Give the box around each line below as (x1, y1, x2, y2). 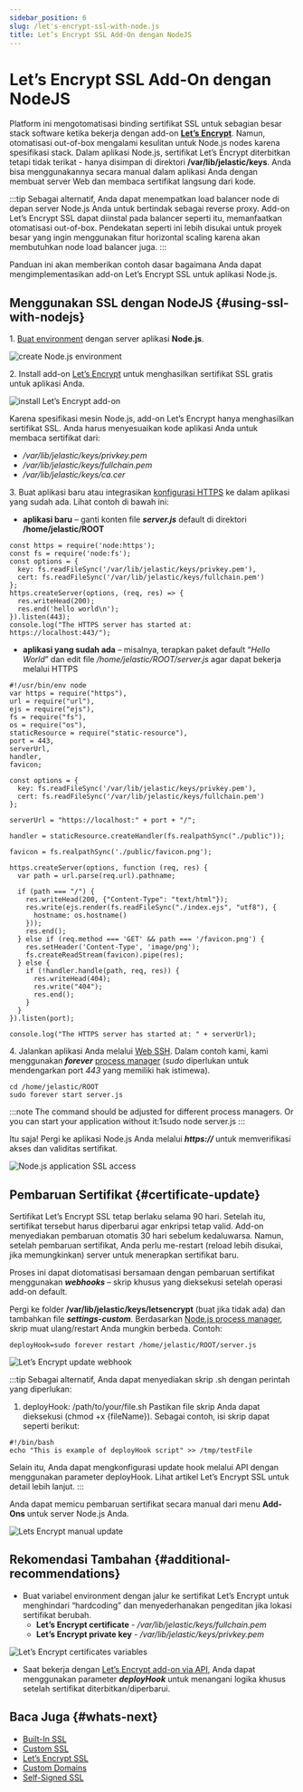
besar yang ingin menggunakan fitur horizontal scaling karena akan (9, 232, 260, 243)
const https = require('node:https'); (9, 541, 156, 551)
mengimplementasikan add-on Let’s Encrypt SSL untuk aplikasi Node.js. (9, 269, 278, 280)
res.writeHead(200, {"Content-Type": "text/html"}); (25, 895, 229, 904)
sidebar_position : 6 (9, 13, 88, 23)
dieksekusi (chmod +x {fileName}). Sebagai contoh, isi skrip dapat (22, 1411, 270, 1421)
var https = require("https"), (9, 689, 128, 698)
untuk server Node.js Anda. (26, 1508, 129, 1518)
